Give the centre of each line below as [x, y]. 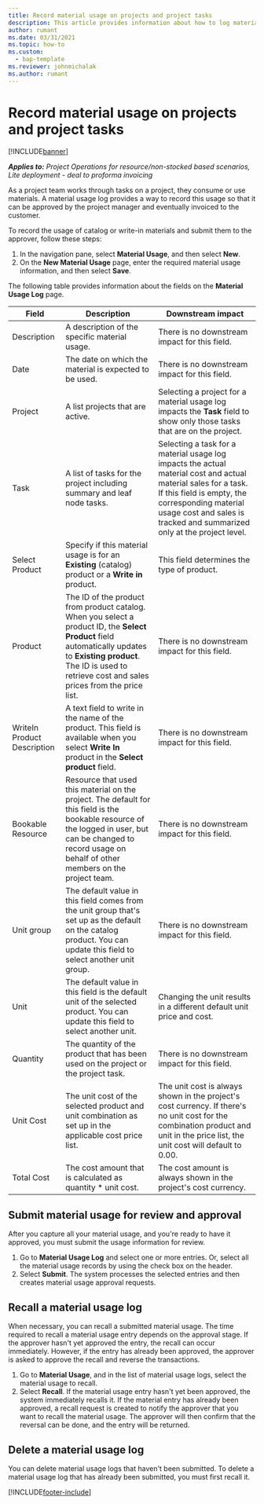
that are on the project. [200, 431]
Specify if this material [106, 545]
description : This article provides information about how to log [119, 23]
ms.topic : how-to [37, 45]
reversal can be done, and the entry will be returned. [104, 1425]
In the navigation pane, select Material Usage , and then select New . [130, 254]
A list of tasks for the [103, 473]
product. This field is [103, 728]
